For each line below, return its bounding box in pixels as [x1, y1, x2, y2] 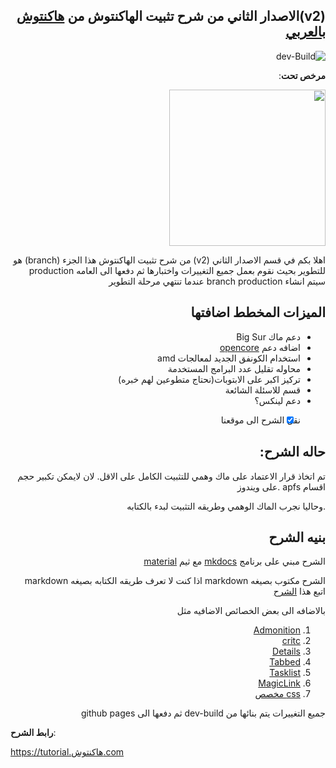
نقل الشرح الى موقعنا [220, 414, 302, 426]
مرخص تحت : [278, 69, 326, 81]
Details [272, 645, 301, 658]
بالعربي [285, 24, 326, 41]
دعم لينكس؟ [254, 394, 301, 406]
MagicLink [258, 677, 301, 689]
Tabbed [269, 656, 301, 668]
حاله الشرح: [259, 444, 326, 461]
